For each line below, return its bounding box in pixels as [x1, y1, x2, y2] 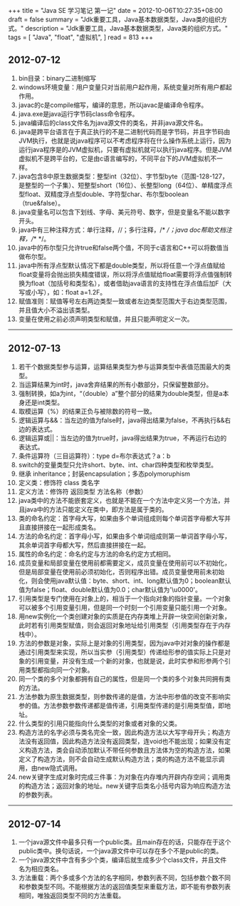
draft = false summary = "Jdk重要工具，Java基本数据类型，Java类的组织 [8, 15, 221, 24]
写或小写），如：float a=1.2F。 [18, 287, 106, 296]
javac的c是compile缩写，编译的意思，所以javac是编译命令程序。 [18, 101, 208, 109]
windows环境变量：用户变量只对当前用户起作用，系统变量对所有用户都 [18, 83, 226, 91]
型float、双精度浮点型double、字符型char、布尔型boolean [18, 190, 189, 198]
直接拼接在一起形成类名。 [24, 523, 100, 531]
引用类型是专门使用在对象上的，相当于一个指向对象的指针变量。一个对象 [18, 594, 231, 603]
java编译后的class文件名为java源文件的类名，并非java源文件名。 [18, 118, 207, 127]
